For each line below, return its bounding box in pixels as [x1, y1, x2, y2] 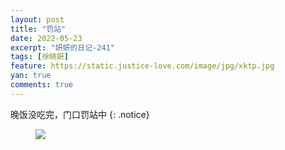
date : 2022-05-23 [10, 33, 83, 43]
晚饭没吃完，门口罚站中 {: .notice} [10, 108, 150, 120]
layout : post [10, 14, 65, 25]
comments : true [10, 80, 74, 90]
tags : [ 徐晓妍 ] [10, 52, 70, 62]
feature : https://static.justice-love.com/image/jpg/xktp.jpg [10, 61, 275, 71]
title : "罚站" [10, 24, 67, 34]
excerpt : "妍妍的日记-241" [10, 42, 115, 53]
